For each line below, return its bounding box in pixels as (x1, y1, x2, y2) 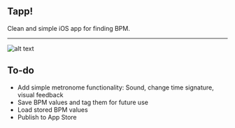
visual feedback (17, 90, 64, 99)
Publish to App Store (17, 113, 77, 121)
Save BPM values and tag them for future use (17, 98, 149, 106)
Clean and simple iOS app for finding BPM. (7, 24, 131, 32)
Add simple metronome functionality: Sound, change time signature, (17, 83, 215, 92)
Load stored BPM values (17, 105, 89, 114)
